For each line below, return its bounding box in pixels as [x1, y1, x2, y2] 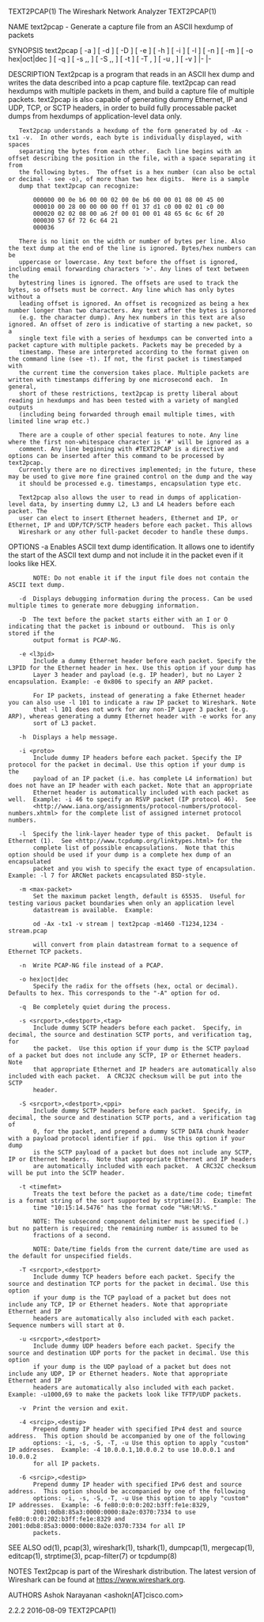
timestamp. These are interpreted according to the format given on [18, 348, 249, 356]
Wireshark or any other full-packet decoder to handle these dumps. [18, 528, 249, 536]
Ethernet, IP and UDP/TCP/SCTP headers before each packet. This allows [8, 521, 253, 529]
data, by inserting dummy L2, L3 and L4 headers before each [28, 501, 236, 509]
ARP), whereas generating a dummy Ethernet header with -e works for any [8, 713, 257, 720]
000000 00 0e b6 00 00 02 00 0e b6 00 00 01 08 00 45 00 [32, 196, 224, 204]
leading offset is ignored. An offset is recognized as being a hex [18, 300, 249, 308]
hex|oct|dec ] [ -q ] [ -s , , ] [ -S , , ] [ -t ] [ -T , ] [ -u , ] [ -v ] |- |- [8, 55, 212, 63]
